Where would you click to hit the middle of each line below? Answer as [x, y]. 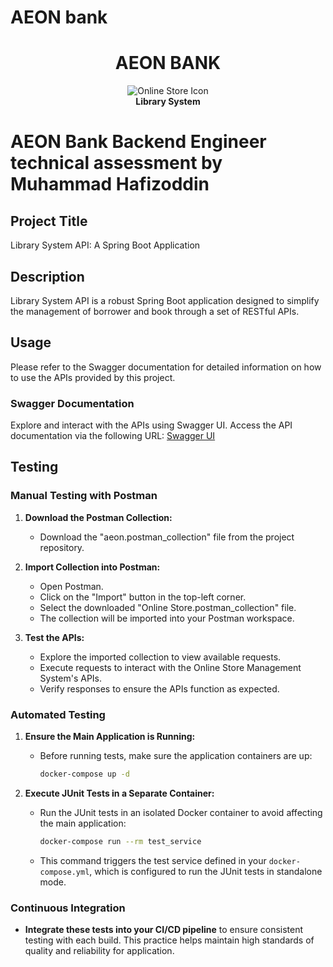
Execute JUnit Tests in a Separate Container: [119, 793]
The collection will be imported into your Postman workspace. [167, 618]
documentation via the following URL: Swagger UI [113, 436]
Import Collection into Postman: [92, 567]
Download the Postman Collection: [98, 517]
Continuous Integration [68, 908]
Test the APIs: [54, 637]
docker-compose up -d [84, 774]
